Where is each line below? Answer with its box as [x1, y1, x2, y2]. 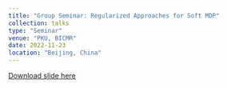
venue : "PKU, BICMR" [8, 34, 78, 42]
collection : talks [8, 19, 70, 27]
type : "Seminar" [8, 26, 62, 34]
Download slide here [8, 71, 76, 80]
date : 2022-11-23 [8, 42, 66, 50]
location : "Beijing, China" [8, 49, 102, 57]
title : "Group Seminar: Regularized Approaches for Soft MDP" [8, 11, 220, 20]
